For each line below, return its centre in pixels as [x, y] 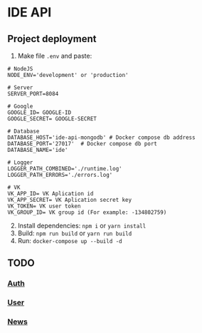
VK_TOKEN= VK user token [44, 206]
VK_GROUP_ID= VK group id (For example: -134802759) [87, 212]
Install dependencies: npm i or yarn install [82, 226]
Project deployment [52, 39]
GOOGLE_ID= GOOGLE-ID [39, 113]
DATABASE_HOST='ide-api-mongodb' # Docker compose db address [101, 138]
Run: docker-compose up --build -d [70, 241]
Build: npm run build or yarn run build [75, 233]
